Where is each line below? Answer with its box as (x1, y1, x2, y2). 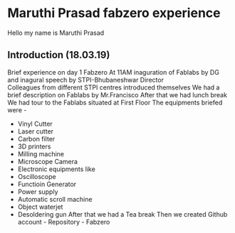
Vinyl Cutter (17, 119, 53, 128)
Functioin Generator (17, 180, 77, 188)
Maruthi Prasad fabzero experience (7, 5, 221, 21)
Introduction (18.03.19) (7, 49, 110, 61)
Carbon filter (17, 134, 56, 143)
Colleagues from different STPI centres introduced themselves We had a (7, 83, 220, 92)
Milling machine (17, 149, 65, 158)
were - (7, 105, 27, 114)
